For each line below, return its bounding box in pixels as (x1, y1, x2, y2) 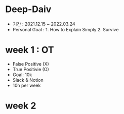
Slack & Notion (12, 77, 44, 83)
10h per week (12, 82, 41, 88)
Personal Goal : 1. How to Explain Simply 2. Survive (12, 26, 119, 32)
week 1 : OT (5, 44, 54, 56)
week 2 (5, 100, 36, 111)
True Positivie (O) (12, 66, 49, 72)
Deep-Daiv (5, 4, 52, 15)
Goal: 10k (12, 72, 32, 78)
